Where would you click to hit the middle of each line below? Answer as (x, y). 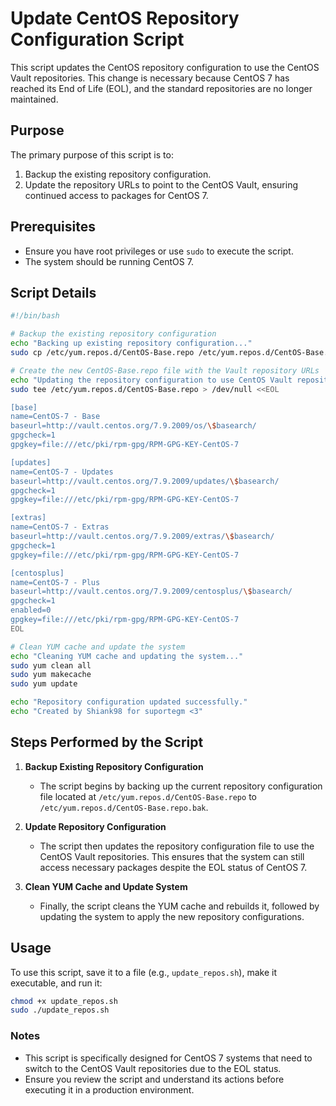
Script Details (53, 292)
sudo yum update (44, 684)
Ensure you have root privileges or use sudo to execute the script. (159, 251)
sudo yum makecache (51, 675)
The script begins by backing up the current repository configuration (181, 786)
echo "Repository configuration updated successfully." (129, 702)
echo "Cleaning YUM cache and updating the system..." (127, 656)
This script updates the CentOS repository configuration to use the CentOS (165, 67)
